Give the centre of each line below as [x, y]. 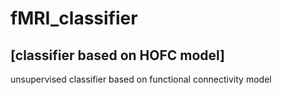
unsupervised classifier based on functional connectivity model [141, 79]
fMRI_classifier [74, 18]
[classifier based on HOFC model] [118, 55]
